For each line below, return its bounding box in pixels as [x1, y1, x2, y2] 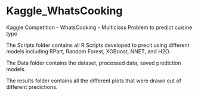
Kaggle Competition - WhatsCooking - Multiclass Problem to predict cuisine [6, 24, 193, 31]
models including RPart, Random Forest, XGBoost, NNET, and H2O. [6, 47, 171, 55]
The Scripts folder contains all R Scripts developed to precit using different [6, 41, 190, 49]
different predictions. [6, 83, 58, 90]
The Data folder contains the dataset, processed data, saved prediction [6, 59, 181, 66]
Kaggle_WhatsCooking [6, 4, 123, 18]
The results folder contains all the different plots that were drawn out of [6, 77, 182, 84]
